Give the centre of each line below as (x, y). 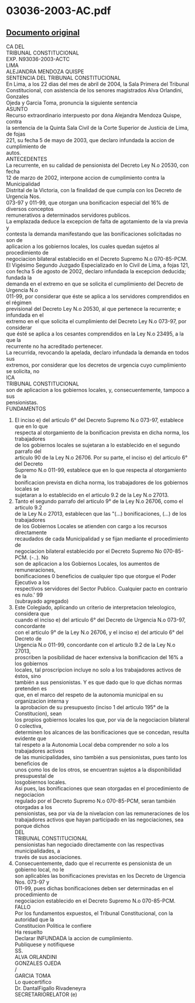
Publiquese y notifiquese (45, 945)
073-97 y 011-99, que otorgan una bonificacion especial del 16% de (88, 203)
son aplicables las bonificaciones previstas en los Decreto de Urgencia (100, 876)
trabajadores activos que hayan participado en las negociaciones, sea (99, 820)
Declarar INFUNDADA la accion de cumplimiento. (74, 938)
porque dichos (32, 826)
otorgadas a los (33, 807)
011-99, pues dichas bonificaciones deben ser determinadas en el (94, 888)
